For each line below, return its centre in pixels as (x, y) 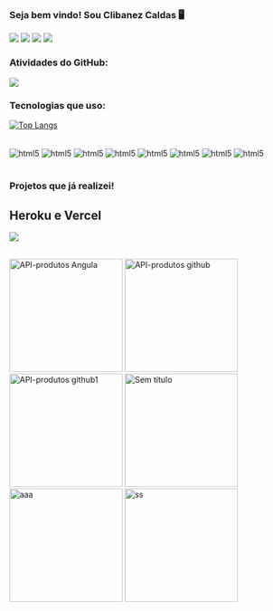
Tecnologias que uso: (57, 105)
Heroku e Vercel (56, 215)
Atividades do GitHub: (59, 62)
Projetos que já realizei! (62, 186)
